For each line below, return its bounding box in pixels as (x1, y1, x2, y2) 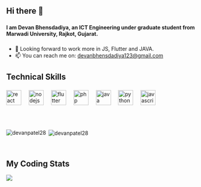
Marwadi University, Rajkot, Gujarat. (6, 31, 99, 38)
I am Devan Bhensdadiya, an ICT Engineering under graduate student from (6, 24, 196, 31)
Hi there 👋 (6, 6, 44, 16)
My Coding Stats (6, 158, 70, 168)
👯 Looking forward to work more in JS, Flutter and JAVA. (14, 46, 154, 53)
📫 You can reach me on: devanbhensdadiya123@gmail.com (14, 52, 163, 59)
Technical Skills (6, 71, 66, 82)
